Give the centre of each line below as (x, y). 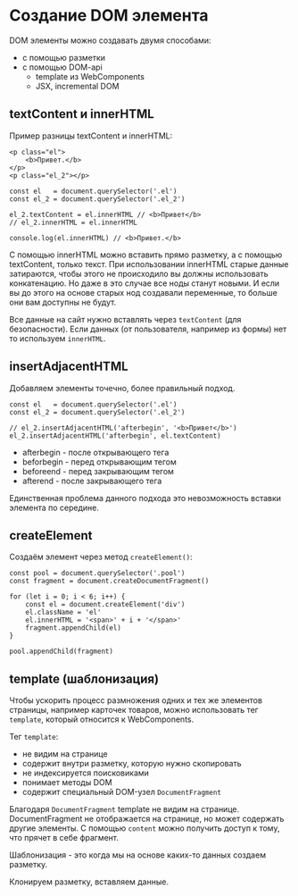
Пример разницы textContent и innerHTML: (91, 136)
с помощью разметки (63, 57)
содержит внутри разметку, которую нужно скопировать (132, 764)
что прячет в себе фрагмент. (64, 838)
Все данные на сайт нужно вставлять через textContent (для (125, 319)
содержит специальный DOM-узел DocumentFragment (121, 792)
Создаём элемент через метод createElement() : (101, 557)
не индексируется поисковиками (86, 773)
